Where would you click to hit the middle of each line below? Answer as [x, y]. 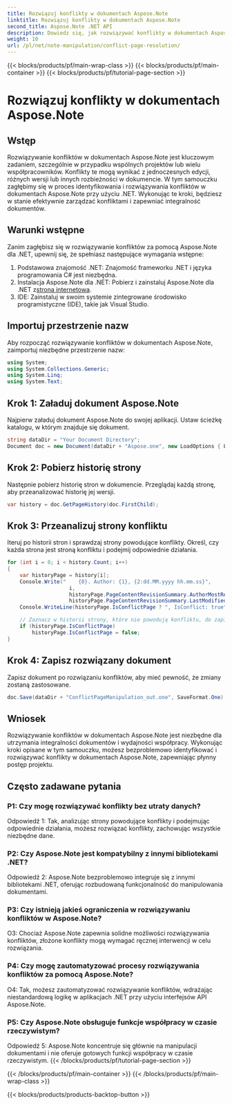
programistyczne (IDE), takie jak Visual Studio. [83, 304]
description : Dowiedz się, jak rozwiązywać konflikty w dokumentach [108, 33]
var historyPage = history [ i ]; [65, 575]
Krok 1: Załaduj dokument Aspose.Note [93, 403]
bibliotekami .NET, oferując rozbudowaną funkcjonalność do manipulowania [115, 885]
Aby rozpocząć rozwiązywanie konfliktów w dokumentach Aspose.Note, [110, 342]
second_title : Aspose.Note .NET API [60, 26]
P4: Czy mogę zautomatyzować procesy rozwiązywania [104, 966]
